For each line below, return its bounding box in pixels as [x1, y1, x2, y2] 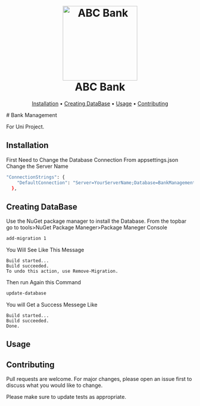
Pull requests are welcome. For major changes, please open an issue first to [6, 376, 192, 383]
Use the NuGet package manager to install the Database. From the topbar [6, 217, 187, 225]
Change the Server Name [6, 162, 68, 170]
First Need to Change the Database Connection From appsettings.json [6, 156, 179, 163]
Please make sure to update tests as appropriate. [6, 393, 127, 401]
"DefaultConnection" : [17, 180, 70, 186]
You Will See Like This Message [6, 247, 85, 254]
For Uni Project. [6, 123, 45, 130]
